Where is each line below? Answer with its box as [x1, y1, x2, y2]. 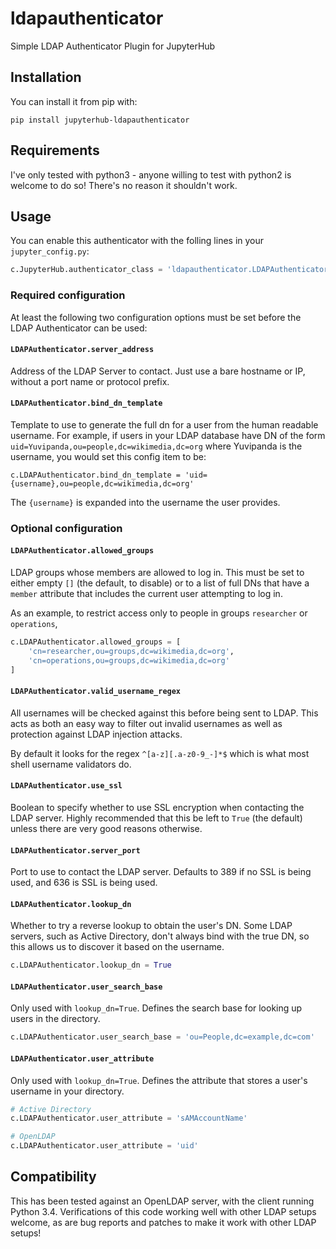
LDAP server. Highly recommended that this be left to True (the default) [10, 812, 303, 824]
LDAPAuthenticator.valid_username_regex [10, 687, 182, 697]
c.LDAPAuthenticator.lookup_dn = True [10, 960, 172, 971]
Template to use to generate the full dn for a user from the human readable [10, 418, 319, 431]
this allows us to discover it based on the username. [10, 941, 225, 953]
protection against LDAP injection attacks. [10, 728, 183, 740]
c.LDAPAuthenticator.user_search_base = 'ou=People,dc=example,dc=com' [10, 1032, 315, 1042]
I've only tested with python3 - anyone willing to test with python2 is [10, 168, 292, 181]
